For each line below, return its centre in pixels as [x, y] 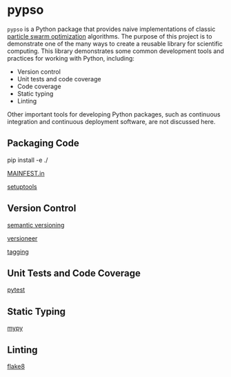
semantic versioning [36, 225]
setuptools [22, 186]
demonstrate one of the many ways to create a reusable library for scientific [115, 43]
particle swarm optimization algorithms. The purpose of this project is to [110, 36]
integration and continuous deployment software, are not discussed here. [111, 121]
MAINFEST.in [26, 173]
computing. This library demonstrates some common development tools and [115, 51]
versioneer [22, 238]
